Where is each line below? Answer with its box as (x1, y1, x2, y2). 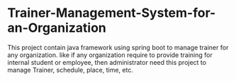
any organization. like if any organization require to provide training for (7, 51, 213, 59)
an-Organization (7, 20, 106, 36)
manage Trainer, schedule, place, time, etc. (7, 66, 133, 74)
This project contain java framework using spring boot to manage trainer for (7, 43, 229, 51)
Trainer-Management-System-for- (7, 5, 216, 21)
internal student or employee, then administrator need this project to (7, 58, 207, 66)
